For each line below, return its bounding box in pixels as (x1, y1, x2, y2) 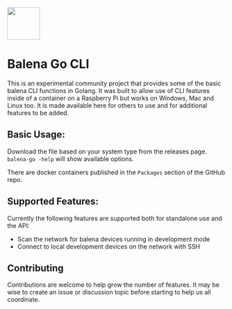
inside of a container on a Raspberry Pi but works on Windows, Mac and (7, 94, 214, 102)
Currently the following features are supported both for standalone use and (7, 214, 222, 222)
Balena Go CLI (7, 56, 90, 72)
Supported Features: (7, 196, 99, 208)
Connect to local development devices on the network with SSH (17, 242, 201, 251)
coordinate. (7, 295, 40, 304)
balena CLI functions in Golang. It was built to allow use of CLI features (7, 86, 210, 94)
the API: (7, 222, 30, 230)
